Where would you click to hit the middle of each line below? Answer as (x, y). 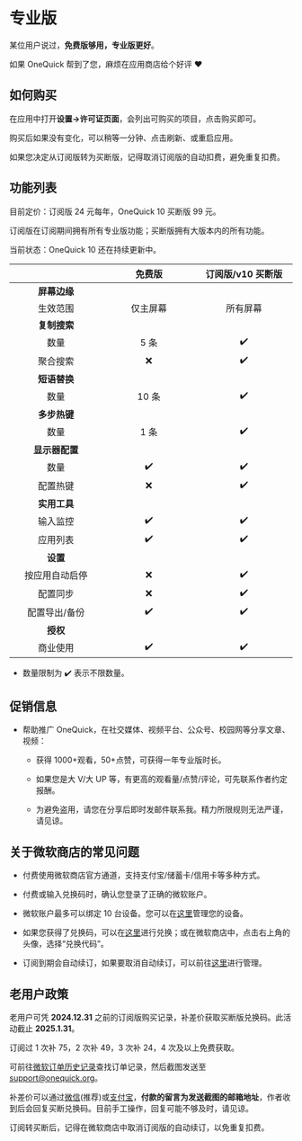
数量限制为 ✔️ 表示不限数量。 (75, 673)
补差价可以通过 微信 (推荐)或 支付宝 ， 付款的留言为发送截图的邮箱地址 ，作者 (146, 1097)
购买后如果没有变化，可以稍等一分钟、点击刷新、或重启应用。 (124, 138)
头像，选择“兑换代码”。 (66, 944)
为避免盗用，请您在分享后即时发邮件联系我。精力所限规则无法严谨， (162, 809)
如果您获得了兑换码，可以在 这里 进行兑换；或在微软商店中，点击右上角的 (156, 932)
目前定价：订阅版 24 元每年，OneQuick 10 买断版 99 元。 (115, 211)
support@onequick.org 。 (56, 1078)
